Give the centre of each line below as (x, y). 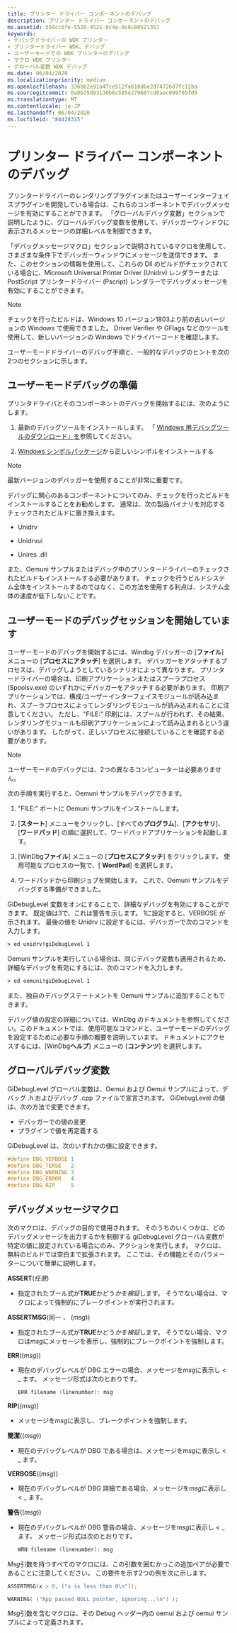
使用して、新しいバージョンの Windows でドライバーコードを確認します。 (115, 337)
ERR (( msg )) (24, 1355)
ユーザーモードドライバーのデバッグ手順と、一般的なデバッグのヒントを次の (118, 352)
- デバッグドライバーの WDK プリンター (58, 40)
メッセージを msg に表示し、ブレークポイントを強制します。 (104, 1420)
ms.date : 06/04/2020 (38, 73)
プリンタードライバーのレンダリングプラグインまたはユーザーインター (109, 195)
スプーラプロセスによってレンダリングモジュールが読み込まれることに (122, 706)
